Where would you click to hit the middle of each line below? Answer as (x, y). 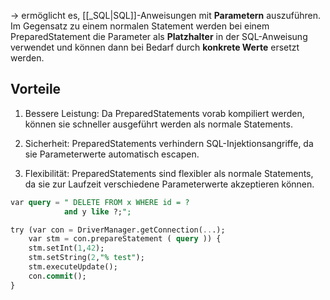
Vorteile (36, 89)
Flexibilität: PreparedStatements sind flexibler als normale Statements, (169, 173)
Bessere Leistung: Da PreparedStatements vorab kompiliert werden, (164, 113)
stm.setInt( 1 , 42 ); (66, 248)
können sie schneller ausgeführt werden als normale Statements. (158, 124)
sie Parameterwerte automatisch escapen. (112, 154)
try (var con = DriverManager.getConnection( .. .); (118, 230)
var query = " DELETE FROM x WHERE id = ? (100, 202)
